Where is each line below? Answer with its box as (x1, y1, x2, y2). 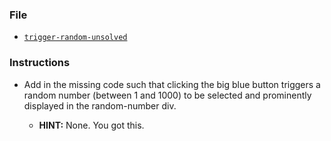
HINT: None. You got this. (38, 119, 145, 131)
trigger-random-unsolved (23, 33, 128, 43)
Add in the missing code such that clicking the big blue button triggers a (23, 78, 321, 90)
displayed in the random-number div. (23, 99, 177, 112)
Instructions (9, 56, 71, 70)
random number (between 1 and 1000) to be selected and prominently (23, 89, 312, 101)
